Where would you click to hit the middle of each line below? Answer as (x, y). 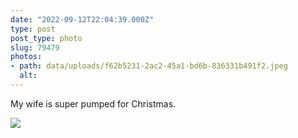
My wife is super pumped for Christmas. (93, 103)
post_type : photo (46, 38)
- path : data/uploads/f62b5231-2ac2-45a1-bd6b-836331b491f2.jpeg (149, 66)
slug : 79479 (35, 47)
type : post (33, 29)
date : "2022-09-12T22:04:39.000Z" (82, 19)
